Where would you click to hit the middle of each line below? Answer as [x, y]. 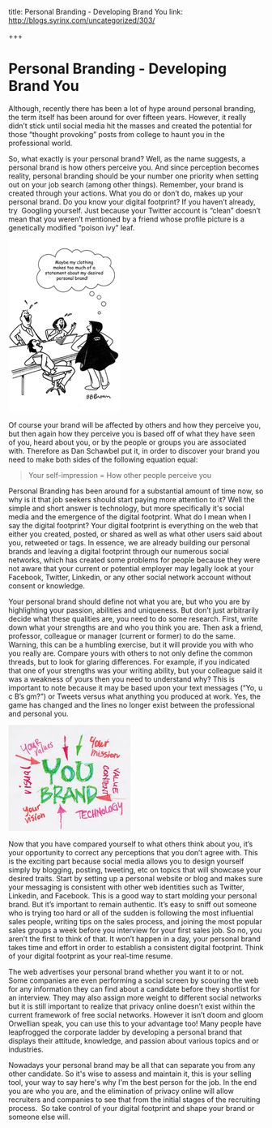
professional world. [40, 143]
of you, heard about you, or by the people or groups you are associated [127, 442]
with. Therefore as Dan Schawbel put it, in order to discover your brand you [134, 450]
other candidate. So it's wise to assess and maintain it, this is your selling [130, 1074]
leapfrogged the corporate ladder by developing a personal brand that [125, 1032]
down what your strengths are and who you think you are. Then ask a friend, [136, 627]
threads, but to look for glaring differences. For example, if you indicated [129, 661]
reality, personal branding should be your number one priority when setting [134, 176]
